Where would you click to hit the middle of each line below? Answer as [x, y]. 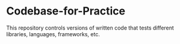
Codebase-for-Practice [66, 11]
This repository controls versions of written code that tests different [90, 28]
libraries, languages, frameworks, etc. [53, 34]
